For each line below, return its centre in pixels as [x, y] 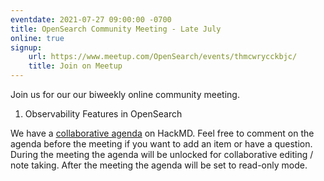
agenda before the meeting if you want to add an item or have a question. [161, 144]
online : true [37, 38]
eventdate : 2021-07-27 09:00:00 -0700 [91, 19]
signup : [26, 47]
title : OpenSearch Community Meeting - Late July [116, 29]
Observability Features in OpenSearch [103, 114]
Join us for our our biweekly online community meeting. [125, 94]
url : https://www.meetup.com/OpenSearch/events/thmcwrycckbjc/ [163, 57]
